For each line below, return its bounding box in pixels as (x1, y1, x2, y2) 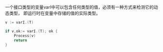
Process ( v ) (14, 33, 36, 38)
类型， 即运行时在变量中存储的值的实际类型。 (9, 10, 101, 16)
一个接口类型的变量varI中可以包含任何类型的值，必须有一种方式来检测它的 (5, 4, 154, 10)
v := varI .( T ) (5, 20, 34, 25)
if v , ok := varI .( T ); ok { (5, 29, 58, 34)
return (14, 38, 27, 43)
